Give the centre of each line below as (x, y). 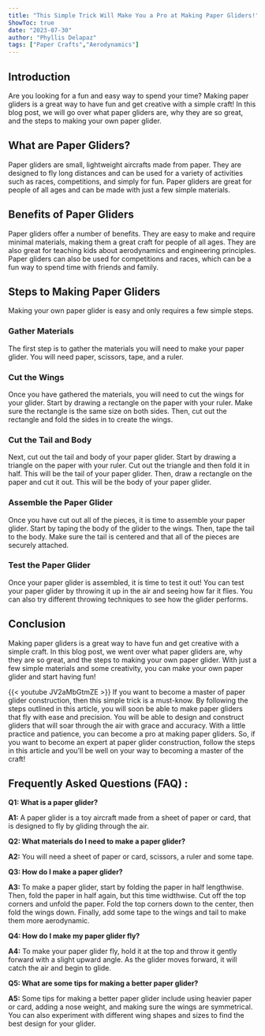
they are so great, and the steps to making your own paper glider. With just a (132, 660)
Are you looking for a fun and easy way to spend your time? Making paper (129, 95)
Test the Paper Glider (49, 565)
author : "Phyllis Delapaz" (52, 37)
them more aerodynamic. (49, 921)
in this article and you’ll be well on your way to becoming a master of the (126, 751)
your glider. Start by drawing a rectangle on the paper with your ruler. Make (131, 402)
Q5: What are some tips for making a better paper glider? (103, 983)
